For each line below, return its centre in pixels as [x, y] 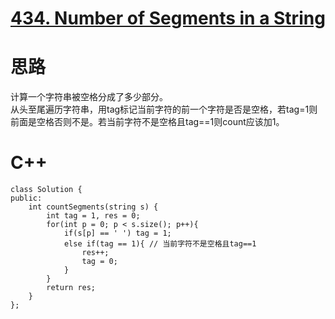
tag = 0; [99, 262]
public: [26, 198]
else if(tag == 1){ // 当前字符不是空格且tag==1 [160, 244]
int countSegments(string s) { [93, 207]
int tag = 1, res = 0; [93, 216]
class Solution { [46, 190]
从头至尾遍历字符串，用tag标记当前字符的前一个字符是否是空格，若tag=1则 [164, 109]
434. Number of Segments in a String [168, 18]
